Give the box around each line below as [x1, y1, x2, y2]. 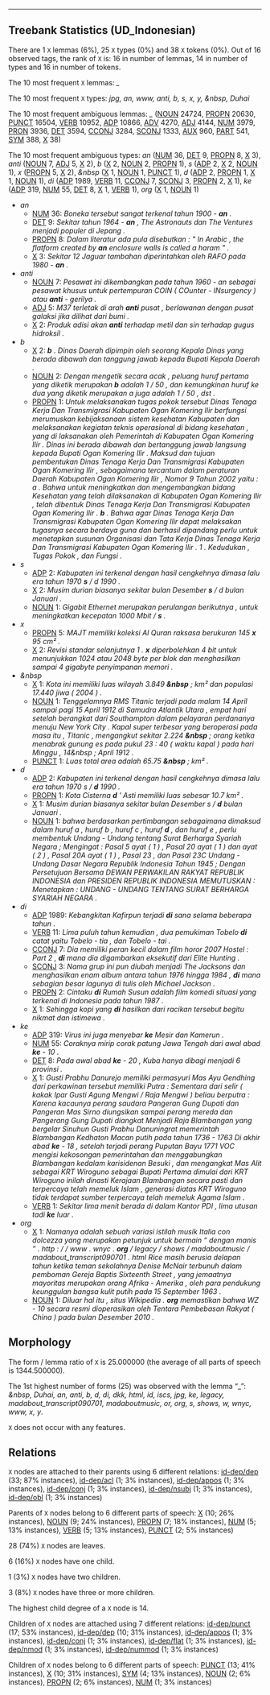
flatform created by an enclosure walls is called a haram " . [31, 242, 230, 252]
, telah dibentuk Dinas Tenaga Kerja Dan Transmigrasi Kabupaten [31, 499, 251, 509]
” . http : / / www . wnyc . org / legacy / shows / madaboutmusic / [31, 1243, 251, 1253]
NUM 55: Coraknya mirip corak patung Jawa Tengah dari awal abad [31, 1038, 261, 1048]
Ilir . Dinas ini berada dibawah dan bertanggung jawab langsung [31, 440, 247, 449]
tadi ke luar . [31, 1209, 75, 1219]
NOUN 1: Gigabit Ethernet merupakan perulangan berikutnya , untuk [31, 602, 259, 612]
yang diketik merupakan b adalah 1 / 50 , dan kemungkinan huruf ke [31, 379, 260, 389]
